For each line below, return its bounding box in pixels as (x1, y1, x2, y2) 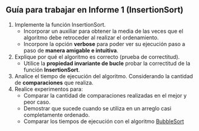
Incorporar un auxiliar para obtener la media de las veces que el (23, 27, 183, 35)
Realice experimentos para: (14, 85, 83, 93)
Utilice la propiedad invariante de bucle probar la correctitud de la (23, 59, 191, 67)
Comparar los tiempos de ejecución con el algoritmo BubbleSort (23, 118, 184, 125)
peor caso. (23, 98, 51, 106)
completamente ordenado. (23, 111, 90, 118)
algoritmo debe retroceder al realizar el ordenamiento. (23, 33, 159, 41)
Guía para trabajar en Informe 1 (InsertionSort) (5, 5, 184, 15)
